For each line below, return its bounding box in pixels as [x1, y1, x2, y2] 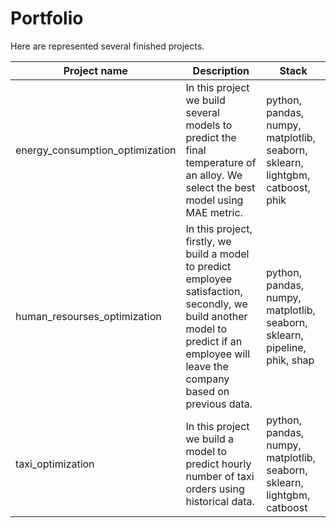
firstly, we [185, 234, 232, 248]
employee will [185, 347, 251, 361]
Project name [63, 63, 128, 77]
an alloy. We [185, 168, 243, 182]
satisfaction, [185, 284, 243, 298]
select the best [185, 180, 256, 194]
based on [185, 384, 230, 398]
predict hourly [185, 457, 252, 471]
